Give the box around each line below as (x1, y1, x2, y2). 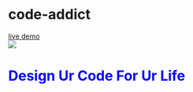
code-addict (8, 6, 91, 24)
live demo (8, 31, 40, 41)
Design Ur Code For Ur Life (8, 67, 186, 85)
